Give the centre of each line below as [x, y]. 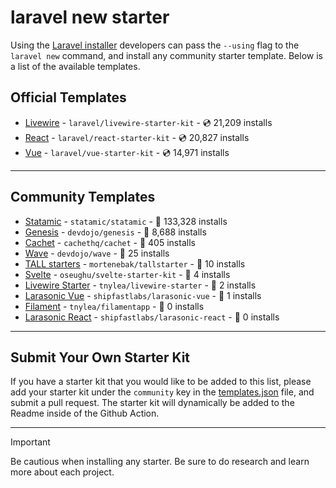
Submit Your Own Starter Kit [100, 357]
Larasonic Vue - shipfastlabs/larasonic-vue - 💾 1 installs [143, 295]
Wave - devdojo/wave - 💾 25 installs [97, 253]
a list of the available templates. [75, 66]
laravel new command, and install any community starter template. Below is [166, 55]
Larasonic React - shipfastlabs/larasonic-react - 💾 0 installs [152, 317]
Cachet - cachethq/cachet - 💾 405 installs [110, 242]
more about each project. [62, 472]
